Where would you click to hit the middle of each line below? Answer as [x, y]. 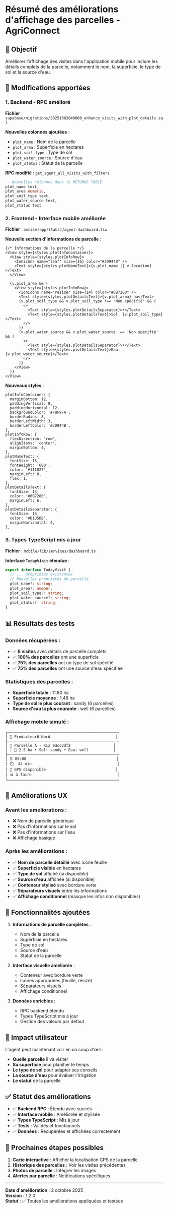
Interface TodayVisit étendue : [37, 560]
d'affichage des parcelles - [63, 20]
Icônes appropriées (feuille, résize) [56, 981]
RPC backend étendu [42, 1011]
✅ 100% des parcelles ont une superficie [56, 657]
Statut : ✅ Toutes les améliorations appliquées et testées [64, 1201]
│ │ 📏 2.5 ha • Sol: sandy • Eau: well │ [60, 750]
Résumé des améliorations [62, 9]
